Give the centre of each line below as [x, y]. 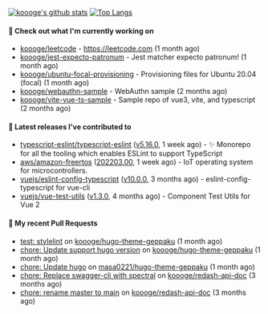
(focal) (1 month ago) [55, 83]
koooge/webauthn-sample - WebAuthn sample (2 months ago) [124, 92]
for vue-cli [73, 188]
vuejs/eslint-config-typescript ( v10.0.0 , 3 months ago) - [112, 179]
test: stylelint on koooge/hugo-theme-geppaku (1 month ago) [121, 241]
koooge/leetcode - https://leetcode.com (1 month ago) [110, 49]
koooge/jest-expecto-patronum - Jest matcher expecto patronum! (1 [133, 57]
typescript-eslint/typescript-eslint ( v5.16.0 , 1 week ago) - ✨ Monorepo [135, 145]
